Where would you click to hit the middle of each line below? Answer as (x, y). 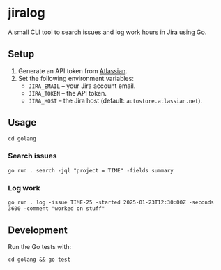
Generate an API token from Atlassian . (73, 70)
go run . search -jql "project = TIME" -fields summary (91, 170)
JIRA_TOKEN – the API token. (67, 93)
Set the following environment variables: (76, 78)
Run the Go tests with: (40, 246)
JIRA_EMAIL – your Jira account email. (82, 86)
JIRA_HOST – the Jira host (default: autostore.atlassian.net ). (115, 100)
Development (38, 230)
